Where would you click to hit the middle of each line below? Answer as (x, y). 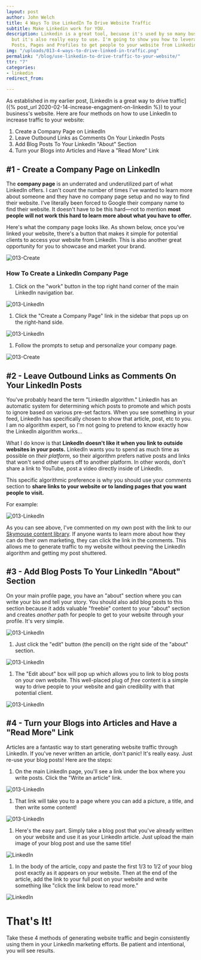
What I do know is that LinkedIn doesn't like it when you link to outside (95, 443)
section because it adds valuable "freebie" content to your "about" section (98, 608)
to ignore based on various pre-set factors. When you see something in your (100, 412)
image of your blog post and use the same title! (73, 843)
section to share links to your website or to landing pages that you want (96, 487)
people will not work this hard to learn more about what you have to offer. (99, 215)
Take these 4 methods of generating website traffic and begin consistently (98, 938)
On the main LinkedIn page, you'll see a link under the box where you (100, 771)
